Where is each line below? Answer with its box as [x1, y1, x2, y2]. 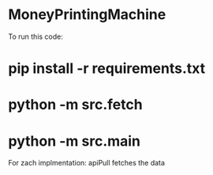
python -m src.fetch [8, 96, 144, 114]
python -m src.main [8, 132, 140, 150]
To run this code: [8, 32, 63, 41]
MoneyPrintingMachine [8, 6, 166, 24]
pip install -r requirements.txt [8, 59, 206, 78]
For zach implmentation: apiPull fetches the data [8, 158, 166, 168]
